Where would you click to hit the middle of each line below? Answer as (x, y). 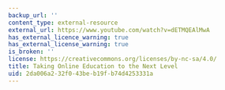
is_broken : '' (32, 52)
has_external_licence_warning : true (68, 37)
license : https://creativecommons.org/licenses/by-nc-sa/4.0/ (112, 59)
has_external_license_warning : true (68, 45)
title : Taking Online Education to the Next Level (93, 67)
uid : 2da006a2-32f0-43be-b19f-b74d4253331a (81, 74)
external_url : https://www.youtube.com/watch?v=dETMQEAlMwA (109, 30)
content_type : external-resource (63, 23)
